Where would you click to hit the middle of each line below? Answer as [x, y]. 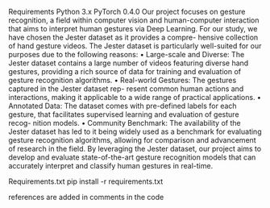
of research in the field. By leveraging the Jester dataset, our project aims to [135, 149]
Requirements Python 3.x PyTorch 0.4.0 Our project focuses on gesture [127, 12]
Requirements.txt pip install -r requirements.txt [86, 181]
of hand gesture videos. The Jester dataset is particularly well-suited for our [135, 46]
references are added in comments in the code [86, 197]
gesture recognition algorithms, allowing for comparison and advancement [132, 140]
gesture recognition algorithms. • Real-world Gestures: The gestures [123, 80]
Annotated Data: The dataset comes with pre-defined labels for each [123, 106]
